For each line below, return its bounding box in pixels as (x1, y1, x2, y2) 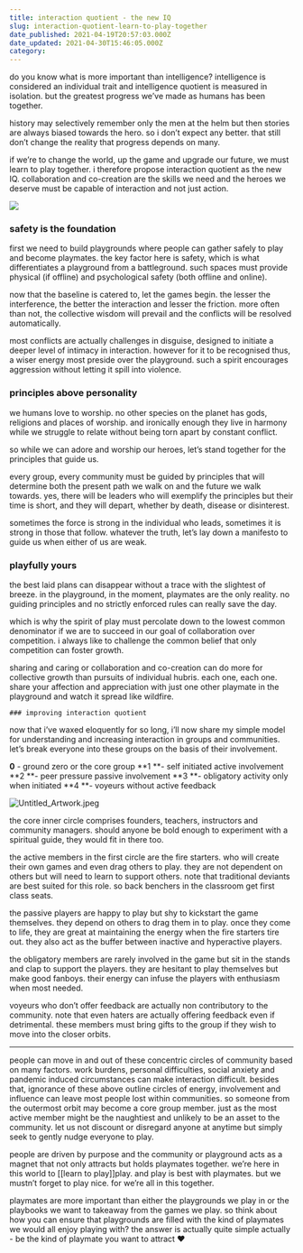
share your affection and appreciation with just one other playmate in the (9, 682, 280, 693)
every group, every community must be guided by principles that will (9, 471, 265, 482)
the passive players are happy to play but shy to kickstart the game (9, 908, 259, 918)
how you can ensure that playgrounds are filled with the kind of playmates (9, 1214, 284, 1225)
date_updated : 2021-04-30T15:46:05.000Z (9, 38, 164, 48)
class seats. (9, 890, 54, 901)
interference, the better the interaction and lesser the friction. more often (9, 299, 280, 309)
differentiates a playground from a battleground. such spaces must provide (9, 263, 289, 273)
